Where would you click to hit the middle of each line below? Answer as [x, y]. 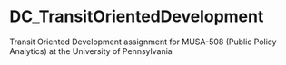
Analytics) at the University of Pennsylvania [91, 51]
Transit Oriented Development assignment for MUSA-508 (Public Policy [143, 42]
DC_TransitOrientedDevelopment [137, 17]
